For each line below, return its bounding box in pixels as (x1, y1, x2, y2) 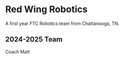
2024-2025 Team (5, 35, 63, 44)
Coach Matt (5, 48, 30, 54)
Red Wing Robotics (5, 4, 88, 15)
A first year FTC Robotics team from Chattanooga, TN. (5, 20, 119, 26)
